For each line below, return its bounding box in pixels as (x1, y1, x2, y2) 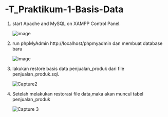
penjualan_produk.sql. (12, 71, 60, 77)
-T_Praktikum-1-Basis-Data (5, 4, 124, 15)
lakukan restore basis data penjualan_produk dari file (12, 65, 124, 72)
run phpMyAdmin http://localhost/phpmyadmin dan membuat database (12, 40, 163, 46)
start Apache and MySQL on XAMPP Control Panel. (12, 20, 121, 27)
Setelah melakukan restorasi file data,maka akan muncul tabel (12, 90, 143, 97)
